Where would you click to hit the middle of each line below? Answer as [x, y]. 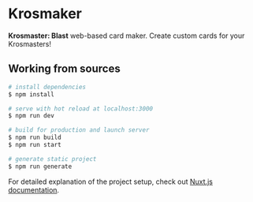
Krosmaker [45, 14]
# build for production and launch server [79, 130]
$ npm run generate [40, 166]
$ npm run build [35, 138]
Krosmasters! [30, 43]
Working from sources [64, 69]
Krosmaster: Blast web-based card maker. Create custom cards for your [126, 36]
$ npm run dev [32, 116]
